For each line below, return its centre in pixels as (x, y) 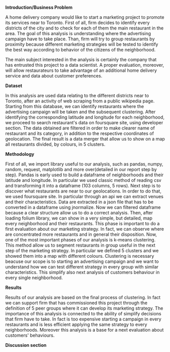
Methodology (20, 154)
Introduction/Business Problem (39, 7)
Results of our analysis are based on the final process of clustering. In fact (83, 297)
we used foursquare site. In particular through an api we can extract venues (84, 196)
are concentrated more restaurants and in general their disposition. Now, (81, 234)
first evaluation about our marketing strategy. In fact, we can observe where (84, 229)
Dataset (14, 86)
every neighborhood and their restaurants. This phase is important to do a (82, 223)
